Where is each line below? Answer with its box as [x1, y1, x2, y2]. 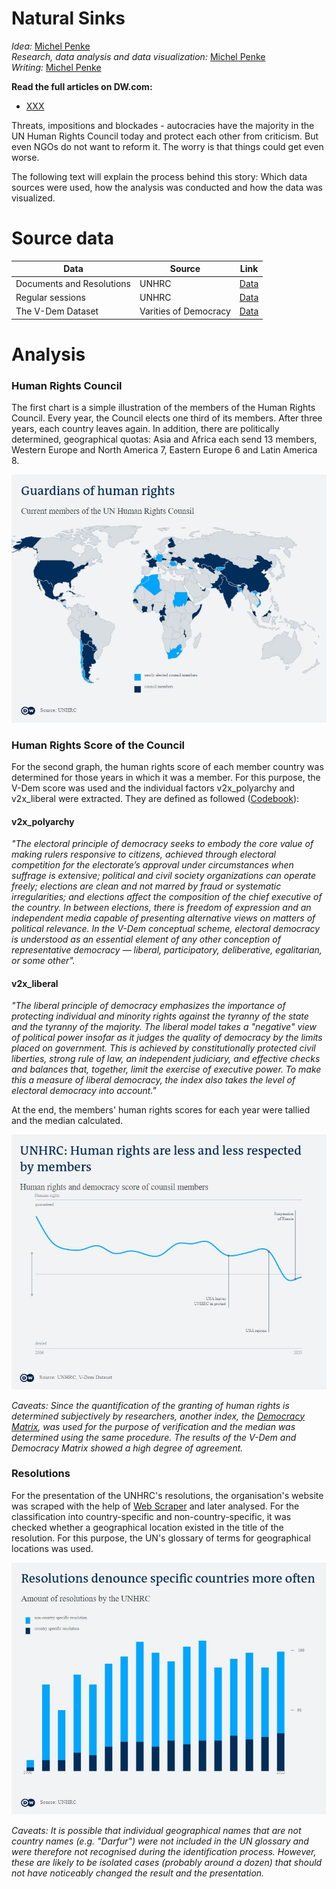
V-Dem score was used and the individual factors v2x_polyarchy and [11, 782, 296, 794]
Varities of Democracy [139, 305, 231, 317]
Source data [11, 227, 114, 250]
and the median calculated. [11, 1115, 124, 1127]
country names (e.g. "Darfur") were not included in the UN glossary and [11, 1835, 309, 1847]
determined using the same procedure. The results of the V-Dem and [11, 1431, 297, 1443]
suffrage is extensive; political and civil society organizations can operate [11, 870, 316, 882]
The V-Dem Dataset [15, 305, 99, 317]
